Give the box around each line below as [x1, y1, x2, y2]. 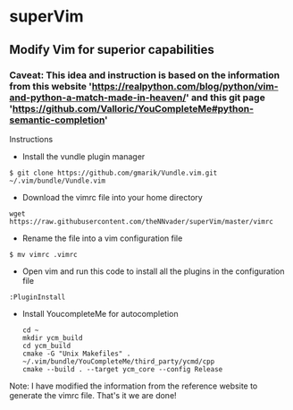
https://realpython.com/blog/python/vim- [91, 80, 279, 92]
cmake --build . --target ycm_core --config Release [21, 364, 223, 373]
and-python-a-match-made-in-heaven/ [9, 91, 187, 104]
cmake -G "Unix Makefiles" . [21, 349, 131, 358]
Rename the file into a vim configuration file [21, 233, 183, 243]
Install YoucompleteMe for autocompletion [21, 308, 179, 319]
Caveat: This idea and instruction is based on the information [9, 69, 280, 81]
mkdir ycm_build [21, 333, 83, 342]
